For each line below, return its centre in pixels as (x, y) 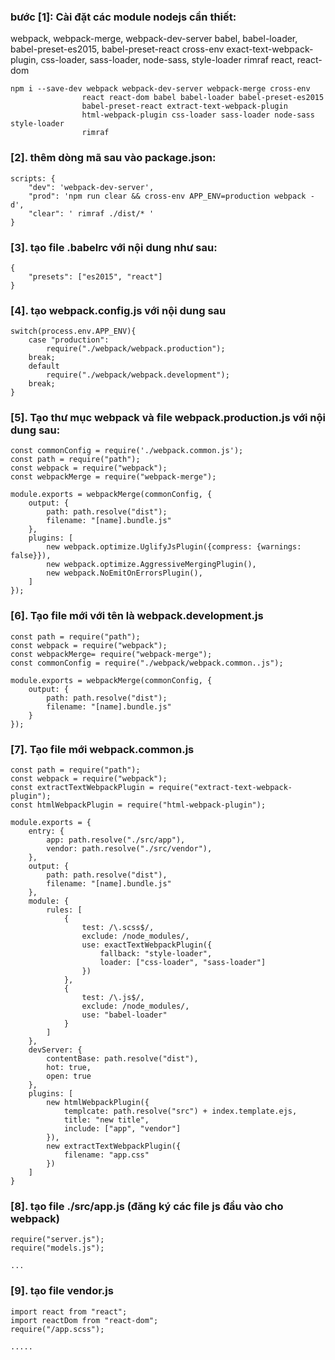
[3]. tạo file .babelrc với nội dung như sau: (114, 247)
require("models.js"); (57, 1248)
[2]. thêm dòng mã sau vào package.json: (113, 158)
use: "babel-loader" (124, 1015)
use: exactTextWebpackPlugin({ (147, 945)
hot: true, (69, 1068)
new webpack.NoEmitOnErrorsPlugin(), (124, 573)
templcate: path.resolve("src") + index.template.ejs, (180, 1111)
